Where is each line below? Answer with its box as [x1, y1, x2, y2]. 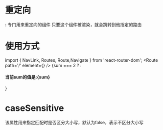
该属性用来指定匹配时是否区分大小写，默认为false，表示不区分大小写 [5, 120, 143, 126]
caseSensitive [5, 103, 64, 114]
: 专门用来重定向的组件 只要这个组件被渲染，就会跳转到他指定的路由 [5, 22, 142, 27]
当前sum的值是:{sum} [5, 74, 50, 80]
